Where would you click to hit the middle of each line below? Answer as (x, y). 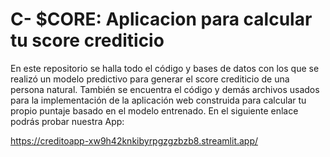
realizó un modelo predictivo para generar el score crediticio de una (150, 79)
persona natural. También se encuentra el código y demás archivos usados (165, 89)
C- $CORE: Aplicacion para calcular (161, 19)
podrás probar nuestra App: (67, 121)
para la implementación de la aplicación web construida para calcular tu (158, 100)
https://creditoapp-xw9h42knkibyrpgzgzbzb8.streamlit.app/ (134, 140)
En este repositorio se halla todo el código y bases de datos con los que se (165, 68)
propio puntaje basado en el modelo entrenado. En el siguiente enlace (154, 110)
